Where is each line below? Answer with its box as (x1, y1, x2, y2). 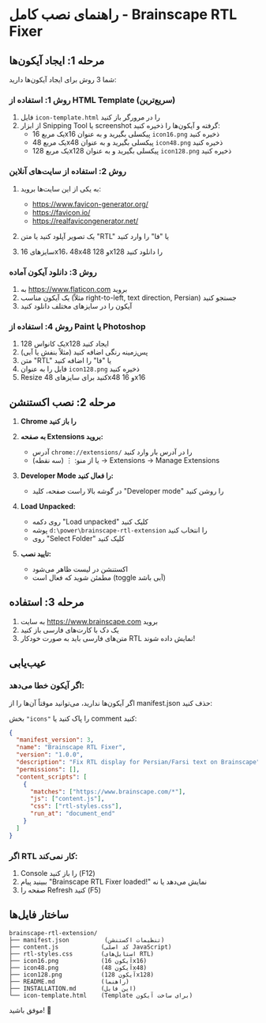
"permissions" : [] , (16, 765, 81, 773)
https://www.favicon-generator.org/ (32, 199, 149, 209)
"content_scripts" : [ (16, 773, 88, 781)
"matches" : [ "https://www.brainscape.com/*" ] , (29, 787, 186, 796)
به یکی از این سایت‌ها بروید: (20, 184, 102, 193)
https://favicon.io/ (32, 207, 91, 217)
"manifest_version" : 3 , (16, 736, 94, 745)
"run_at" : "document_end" (29, 809, 115, 818)
